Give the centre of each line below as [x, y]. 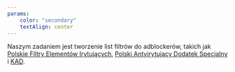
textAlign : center [47, 27]
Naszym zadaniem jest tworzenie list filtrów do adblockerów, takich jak [109, 47]
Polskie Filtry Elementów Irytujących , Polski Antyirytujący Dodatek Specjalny [117, 54]
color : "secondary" [48, 20]
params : [19, 14]
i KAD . [16, 62]
